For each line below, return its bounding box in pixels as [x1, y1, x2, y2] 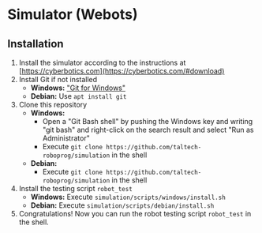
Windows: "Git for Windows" [30, 83, 126, 92]
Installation [7, 37, 64, 51]
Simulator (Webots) [7, 6, 138, 24]
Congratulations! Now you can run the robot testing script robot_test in [18, 209, 252, 218]
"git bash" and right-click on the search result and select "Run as [42, 125, 254, 134]
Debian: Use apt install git [30, 92, 127, 100]
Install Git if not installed [18, 75, 98, 84]
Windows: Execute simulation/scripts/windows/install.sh [30, 192, 226, 201]
